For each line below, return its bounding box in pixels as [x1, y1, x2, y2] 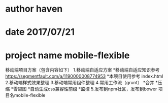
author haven [5, 3, 63, 15]
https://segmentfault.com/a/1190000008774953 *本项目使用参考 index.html [5, 73, 163, 79]
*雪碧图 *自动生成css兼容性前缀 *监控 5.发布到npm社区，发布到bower [11, 86, 157, 92]
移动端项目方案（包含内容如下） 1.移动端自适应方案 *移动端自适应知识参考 [5, 67, 160, 73]
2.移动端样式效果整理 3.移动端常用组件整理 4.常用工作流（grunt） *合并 [5, 80, 155, 86]
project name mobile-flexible [5, 49, 130, 61]
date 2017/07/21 [5, 26, 75, 38]
